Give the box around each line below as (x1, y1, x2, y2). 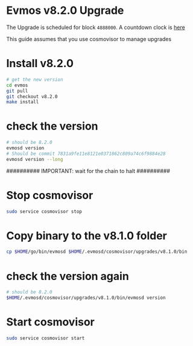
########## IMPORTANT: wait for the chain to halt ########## (6, 167, 171, 174)
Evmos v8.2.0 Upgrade (6, 4, 124, 18)
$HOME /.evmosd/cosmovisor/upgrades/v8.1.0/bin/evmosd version (6, 295, 166, 301)
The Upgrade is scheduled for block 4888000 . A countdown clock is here (6, 24, 185, 31)
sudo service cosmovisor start (6, 335, 85, 341)
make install (6, 99, 39, 105)
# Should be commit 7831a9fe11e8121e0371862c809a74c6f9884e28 (6, 151, 166, 157)
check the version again (6, 269, 130, 283)
